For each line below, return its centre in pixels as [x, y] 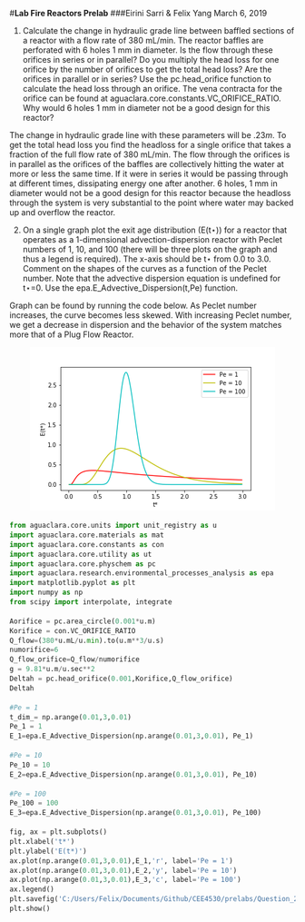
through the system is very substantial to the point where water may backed [152, 203]
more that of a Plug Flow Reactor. [72, 334]
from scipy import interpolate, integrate [91, 602]
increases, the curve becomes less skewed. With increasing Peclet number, [151, 315]
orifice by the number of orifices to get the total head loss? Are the [147, 69]
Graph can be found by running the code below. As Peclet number [133, 305]
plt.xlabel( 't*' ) [42, 841]
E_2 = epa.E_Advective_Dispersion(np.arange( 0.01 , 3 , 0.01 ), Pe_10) [133, 774]
